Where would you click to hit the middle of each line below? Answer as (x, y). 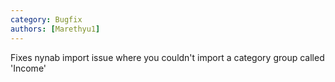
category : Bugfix (46, 19)
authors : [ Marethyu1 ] (55, 29)
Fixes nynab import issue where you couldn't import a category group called (167, 57)
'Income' (28, 68)
